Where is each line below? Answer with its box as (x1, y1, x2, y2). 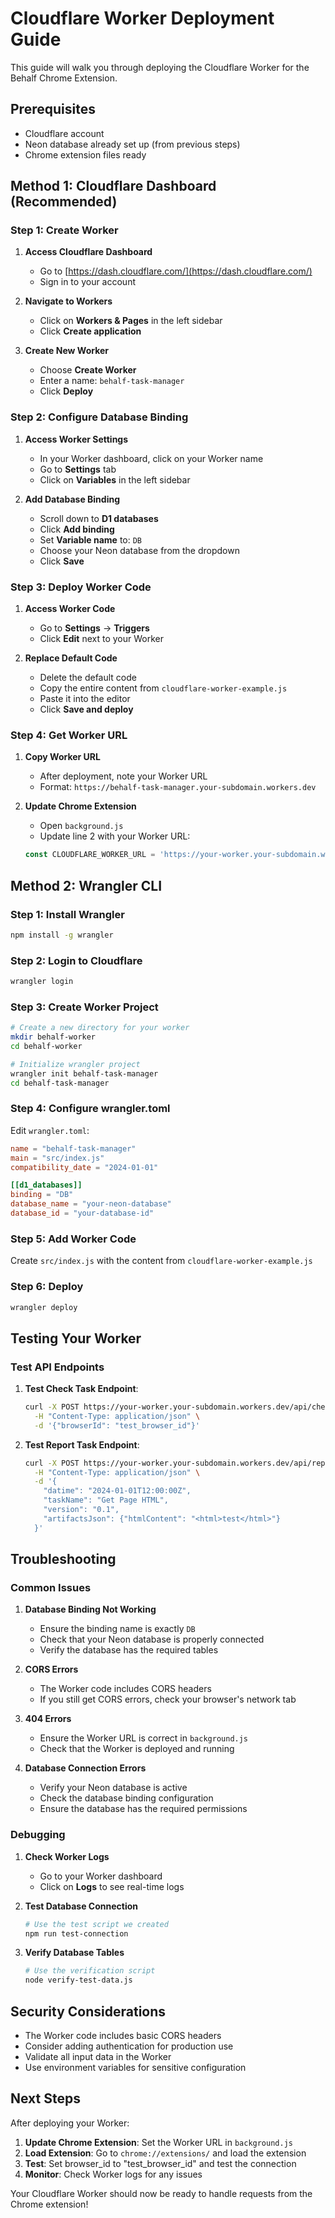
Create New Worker (24, 345, 109, 357)
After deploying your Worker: (10, 2117, 130, 2129)
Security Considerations (10, 2003, 167, 2020)
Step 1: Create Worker (10, 223, 119, 237)
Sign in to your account (39, 276, 136, 288)
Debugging (10, 1828, 66, 1842)
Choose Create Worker (39, 364, 137, 376)
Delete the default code (39, 672, 137, 684)
